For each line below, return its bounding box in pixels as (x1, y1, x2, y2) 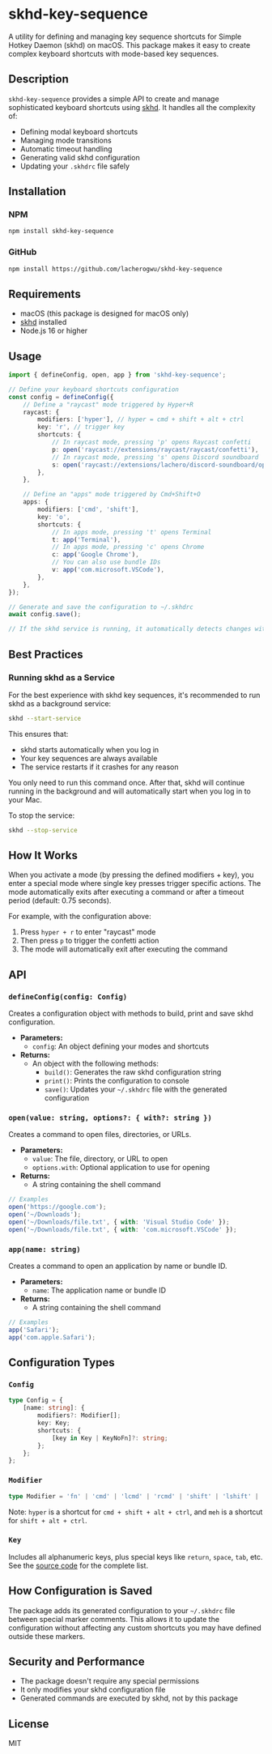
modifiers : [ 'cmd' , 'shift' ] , (37, 505, 139, 514)
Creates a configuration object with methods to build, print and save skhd (8, 1009, 253, 1019)
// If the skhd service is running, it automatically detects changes (8, 625, 252, 633)
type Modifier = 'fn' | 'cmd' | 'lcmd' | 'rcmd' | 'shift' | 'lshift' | (8, 1492, 259, 1501)
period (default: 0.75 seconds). (8, 896, 112, 905)
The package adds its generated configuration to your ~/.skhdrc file (8, 1605, 236, 1616)
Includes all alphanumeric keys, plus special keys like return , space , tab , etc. (8, 1552, 263, 1561)
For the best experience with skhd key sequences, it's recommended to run (8, 690, 261, 700)
